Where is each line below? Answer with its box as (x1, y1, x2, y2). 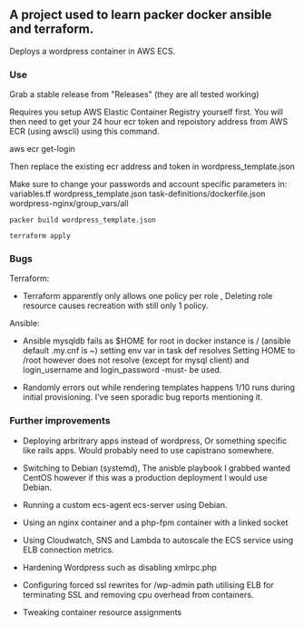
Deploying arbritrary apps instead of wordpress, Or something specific (22, 435, 288, 446)
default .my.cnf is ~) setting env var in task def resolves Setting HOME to (22, 345, 296, 356)
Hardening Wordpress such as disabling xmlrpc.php (22, 562, 218, 572)
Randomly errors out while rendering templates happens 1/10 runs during (22, 382, 296, 393)
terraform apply (9, 232, 71, 241)
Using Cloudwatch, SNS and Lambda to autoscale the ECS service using (22, 534, 294, 545)
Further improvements (9, 414, 111, 427)
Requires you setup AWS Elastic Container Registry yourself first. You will (9, 106, 284, 117)
